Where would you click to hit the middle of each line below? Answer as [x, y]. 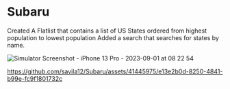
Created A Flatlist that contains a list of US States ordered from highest [107, 31]
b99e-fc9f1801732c [35, 78]
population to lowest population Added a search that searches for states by [113, 37]
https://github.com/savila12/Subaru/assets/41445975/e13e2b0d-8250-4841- [115, 71]
